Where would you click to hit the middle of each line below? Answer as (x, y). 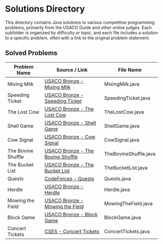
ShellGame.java (122, 126)
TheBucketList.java (126, 167)
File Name (130, 70)
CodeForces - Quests (69, 179)
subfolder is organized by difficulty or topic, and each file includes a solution (81, 33)
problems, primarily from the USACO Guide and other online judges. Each (78, 27)
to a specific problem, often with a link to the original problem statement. (78, 38)
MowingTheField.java (128, 203)
